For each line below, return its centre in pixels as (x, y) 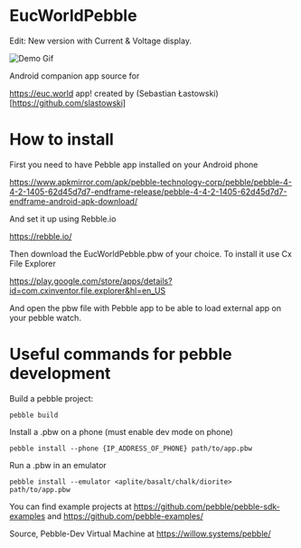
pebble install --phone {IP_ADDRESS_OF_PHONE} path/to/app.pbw (131, 449)
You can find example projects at (71, 506)
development (60, 374)
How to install (62, 140)
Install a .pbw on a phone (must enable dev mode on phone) (121, 431)
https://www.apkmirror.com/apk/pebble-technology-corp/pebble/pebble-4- (150, 182)
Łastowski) (198, 93)
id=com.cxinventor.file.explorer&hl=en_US (88, 290)
